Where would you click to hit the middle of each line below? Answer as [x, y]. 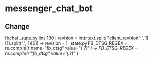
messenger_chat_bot [49, 8]
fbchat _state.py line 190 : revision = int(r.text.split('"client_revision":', [75, 38]
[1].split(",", [16, 43]
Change [17, 26]
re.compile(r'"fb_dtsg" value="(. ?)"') [42, 53]
